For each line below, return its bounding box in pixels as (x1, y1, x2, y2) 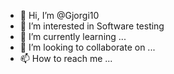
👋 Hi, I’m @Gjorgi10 (19, 10, 100, 21)
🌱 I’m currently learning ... (19, 31, 127, 42)
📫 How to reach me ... (19, 53, 113, 64)
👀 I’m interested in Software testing (19, 20, 165, 32)
